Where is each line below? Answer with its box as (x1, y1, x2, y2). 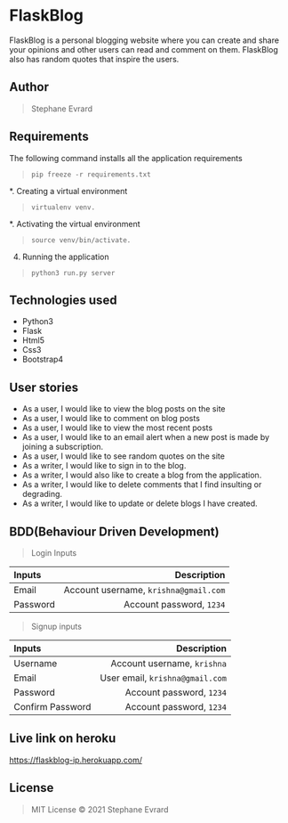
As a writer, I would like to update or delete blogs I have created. (21, 498, 258, 509)
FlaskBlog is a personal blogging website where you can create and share (9, 35, 280, 45)
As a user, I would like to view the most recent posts (21, 422, 213, 433)
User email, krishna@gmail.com (100, 672, 227, 684)
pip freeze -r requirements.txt (30, 170, 151, 179)
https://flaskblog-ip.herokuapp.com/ (9, 754, 142, 765)
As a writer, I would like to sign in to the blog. (21, 460, 187, 471)
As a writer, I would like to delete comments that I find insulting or (21, 479, 262, 490)
